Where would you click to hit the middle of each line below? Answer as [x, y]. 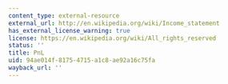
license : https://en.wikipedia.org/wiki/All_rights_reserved [112, 38]
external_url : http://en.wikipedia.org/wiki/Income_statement [114, 23]
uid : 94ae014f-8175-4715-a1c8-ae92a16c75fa [82, 61]
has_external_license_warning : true [69, 30]
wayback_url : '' [35, 68]
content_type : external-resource [64, 16]
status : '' [26, 46]
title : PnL [26, 53]
